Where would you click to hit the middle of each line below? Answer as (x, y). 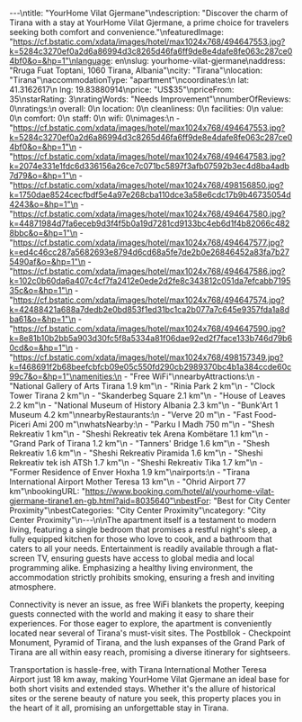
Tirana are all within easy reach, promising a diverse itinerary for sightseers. (150, 652)
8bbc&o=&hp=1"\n (44, 233)
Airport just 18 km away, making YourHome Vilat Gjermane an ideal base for (150, 679)
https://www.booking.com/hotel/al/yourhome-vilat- (180, 491)
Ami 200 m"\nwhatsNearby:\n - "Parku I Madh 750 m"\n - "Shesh (154, 424)
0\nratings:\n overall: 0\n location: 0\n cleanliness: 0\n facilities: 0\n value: (147, 108)
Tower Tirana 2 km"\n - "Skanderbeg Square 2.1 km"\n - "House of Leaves (147, 396)
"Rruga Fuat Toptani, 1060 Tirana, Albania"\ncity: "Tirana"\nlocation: (136, 70)
